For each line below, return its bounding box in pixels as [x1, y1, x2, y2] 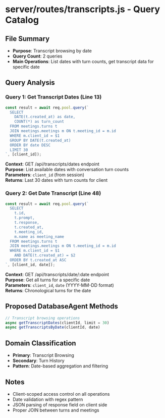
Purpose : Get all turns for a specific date [5, 277, 90, 283]
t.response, [14, 220, 39, 225]
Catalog [5, 14, 39, 26]
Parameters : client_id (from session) [5, 172, 85, 178]
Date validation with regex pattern [12, 396, 83, 402]
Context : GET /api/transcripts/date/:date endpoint [5, 271, 109, 277]
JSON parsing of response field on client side [12, 401, 107, 407]
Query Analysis [5, 78, 56, 87]
